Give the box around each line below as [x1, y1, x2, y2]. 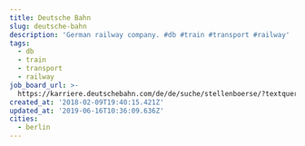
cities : [9, 114, 39, 123]
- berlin [17, 123, 51, 132]
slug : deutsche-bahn [9, 22, 88, 31]
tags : [9, 38, 30, 48]
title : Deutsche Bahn [9, 13, 92, 23]
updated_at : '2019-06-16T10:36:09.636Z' [9, 106, 165, 115]
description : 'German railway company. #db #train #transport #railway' [9, 30, 290, 39]
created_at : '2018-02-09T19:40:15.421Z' [9, 97, 165, 107]
